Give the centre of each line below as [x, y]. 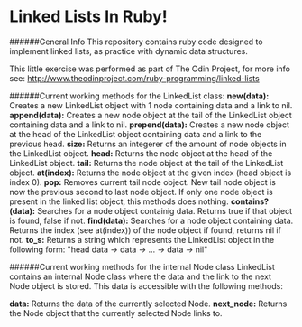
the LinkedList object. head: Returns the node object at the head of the [141, 153]
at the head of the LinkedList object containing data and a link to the [136, 134]
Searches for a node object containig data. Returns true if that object [165, 210]
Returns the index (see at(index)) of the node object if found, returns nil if [146, 230]
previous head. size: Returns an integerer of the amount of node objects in [148, 144]
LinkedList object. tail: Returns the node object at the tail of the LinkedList [146, 163]
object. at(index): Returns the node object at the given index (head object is [151, 173]
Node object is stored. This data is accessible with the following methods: [146, 285]
